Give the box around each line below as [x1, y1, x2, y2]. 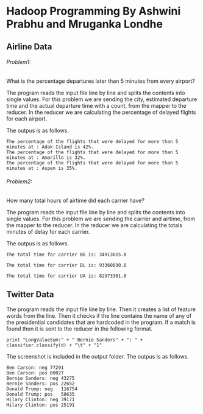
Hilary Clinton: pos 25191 [6, 402, 75, 408]
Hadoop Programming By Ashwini [6, 4, 181, 18]
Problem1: [6, 58, 31, 66]
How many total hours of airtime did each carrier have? [6, 197, 145, 204]
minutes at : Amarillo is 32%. [6, 154, 86, 161]
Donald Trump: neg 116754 [6, 385, 78, 392]
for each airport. [6, 114, 48, 122]
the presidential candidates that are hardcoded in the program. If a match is [6, 318, 196, 326]
